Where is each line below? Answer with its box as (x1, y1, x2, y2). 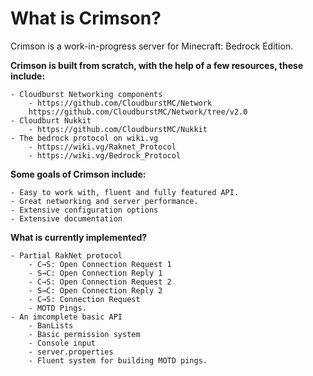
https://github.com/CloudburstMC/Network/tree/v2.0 (28, 107, 248, 117)
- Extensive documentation (10, 213, 123, 224)
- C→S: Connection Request (28, 294, 141, 304)
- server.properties (28, 347, 114, 357)
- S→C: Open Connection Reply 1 (28, 268, 163, 278)
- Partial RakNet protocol (10, 250, 123, 261)
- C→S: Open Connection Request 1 (28, 259, 172, 269)
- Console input (28, 338, 97, 348)
